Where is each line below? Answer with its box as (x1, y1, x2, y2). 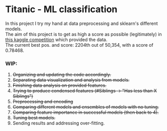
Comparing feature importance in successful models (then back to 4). (12, 109, 159, 115)
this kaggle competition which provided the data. (5, 37, 108, 43)
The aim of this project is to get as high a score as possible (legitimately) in (5, 31, 162, 37)
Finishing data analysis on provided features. (12, 82, 107, 88)
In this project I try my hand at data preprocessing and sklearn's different (5, 20, 158, 26)
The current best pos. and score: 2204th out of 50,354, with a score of (5, 42, 154, 48)
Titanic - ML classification (5, 4, 118, 15)
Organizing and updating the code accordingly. (12, 72, 112, 78)
